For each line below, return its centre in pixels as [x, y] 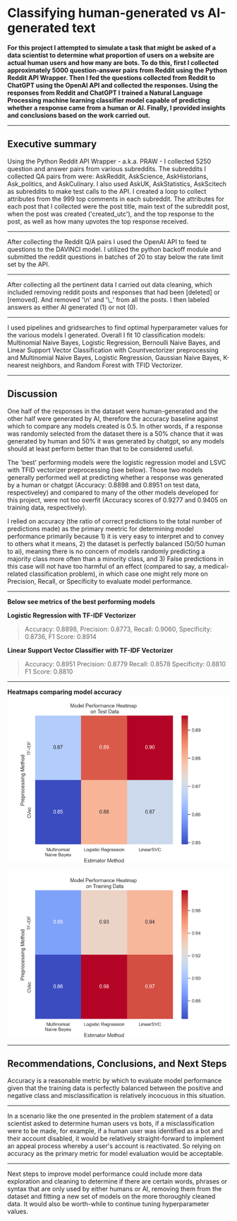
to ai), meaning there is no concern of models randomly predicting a [106, 551]
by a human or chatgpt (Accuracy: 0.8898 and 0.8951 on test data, [104, 485]
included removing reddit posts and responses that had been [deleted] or [114, 292]
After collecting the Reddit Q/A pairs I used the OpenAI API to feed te [107, 241]
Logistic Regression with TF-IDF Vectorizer [72, 615]
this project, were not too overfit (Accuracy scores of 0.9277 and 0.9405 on [117, 499]
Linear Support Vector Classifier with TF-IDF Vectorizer [90, 650]
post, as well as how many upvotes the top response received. [98, 221]
